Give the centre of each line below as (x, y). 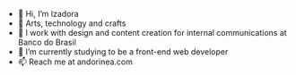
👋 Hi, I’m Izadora (48, 14)
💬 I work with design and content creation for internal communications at (152, 33)
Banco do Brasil (47, 42)
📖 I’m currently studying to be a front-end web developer (123, 52)
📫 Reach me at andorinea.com (75, 62)
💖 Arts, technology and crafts (72, 23)
